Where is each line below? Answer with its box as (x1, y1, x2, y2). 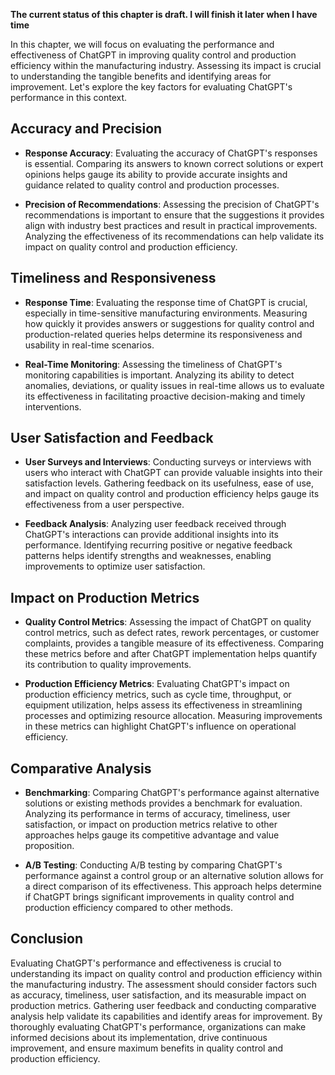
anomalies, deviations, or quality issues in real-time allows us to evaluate (24, 379, 325, 391)
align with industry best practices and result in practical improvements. (24, 219, 318, 231)
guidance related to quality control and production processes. (24, 179, 280, 191)
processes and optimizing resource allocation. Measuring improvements (24, 710, 323, 722)
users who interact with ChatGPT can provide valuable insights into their (24, 467, 323, 479)
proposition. (24, 840, 75, 852)
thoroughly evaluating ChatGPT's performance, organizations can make (10, 1020, 307, 1033)
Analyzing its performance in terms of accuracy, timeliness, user (24, 808, 291, 820)
